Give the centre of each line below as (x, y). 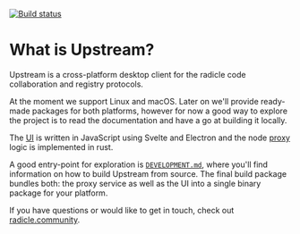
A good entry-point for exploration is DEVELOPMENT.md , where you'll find (139, 164)
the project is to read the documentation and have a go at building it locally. (148, 120)
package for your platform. (59, 193)
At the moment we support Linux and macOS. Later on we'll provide (134, 101)
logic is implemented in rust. (61, 146)
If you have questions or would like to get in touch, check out (122, 210)
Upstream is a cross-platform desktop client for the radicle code (128, 74)
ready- (273, 101)
